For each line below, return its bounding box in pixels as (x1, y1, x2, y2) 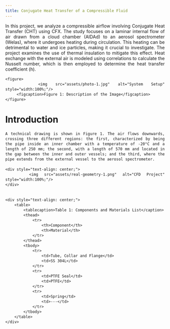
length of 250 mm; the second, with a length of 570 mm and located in (5, 146, 165, 152)
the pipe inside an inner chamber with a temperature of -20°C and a (5, 141, 165, 146)
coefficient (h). (5, 66, 36, 72)
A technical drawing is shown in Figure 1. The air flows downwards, (5, 131, 165, 136)
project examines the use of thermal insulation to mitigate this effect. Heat (5, 50, 165, 56)
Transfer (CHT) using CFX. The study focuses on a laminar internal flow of (5, 28, 165, 34)
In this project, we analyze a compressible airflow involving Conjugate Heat (5, 23, 165, 29)
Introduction (5, 113, 59, 125)
